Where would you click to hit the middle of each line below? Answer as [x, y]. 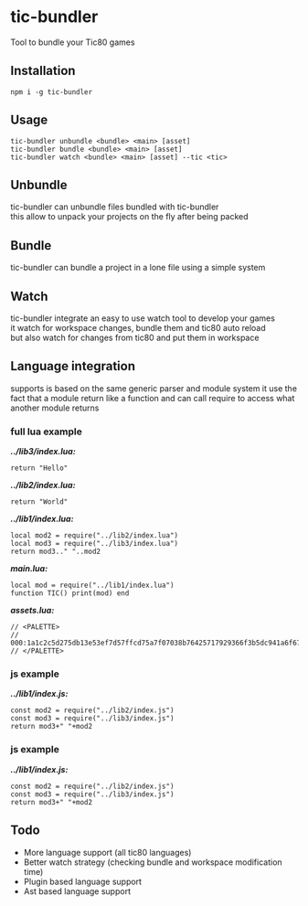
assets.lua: [32, 611]
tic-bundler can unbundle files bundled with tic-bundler [115, 207]
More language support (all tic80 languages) [107, 852]
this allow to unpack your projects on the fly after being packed [130, 217]
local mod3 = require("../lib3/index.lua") [95, 544]
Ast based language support [77, 891]
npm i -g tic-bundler [52, 92]
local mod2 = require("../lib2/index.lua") [95, 536]
